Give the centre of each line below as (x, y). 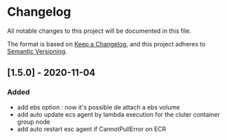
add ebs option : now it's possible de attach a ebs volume (98, 107)
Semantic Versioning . (37, 51)
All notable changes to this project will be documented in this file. (99, 31)
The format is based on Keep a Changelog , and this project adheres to (106, 44)
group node (34, 122)
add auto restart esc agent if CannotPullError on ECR (92, 129)
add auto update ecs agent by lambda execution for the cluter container (119, 114)
